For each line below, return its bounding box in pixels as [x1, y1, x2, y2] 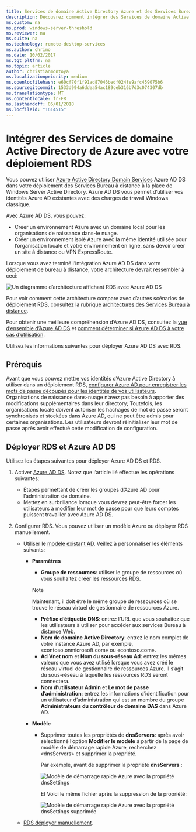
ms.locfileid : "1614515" [6, 107, 66, 112]
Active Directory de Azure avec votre [6, 144, 189, 158]
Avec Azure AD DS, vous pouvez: [6, 212, 86, 220]
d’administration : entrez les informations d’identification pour [40, 690, 190, 697]
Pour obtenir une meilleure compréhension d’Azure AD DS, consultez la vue [6, 319, 187, 326]
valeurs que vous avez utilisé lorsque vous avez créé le [40, 659, 173, 666]
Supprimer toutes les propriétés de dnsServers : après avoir [40, 731, 185, 738]
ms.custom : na [6, 19, 41, 25]
